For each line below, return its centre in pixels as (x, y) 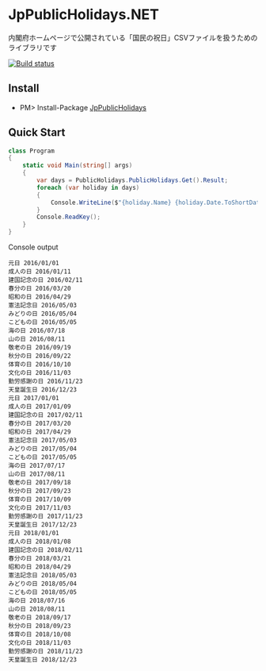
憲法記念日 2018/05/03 (43, 576)
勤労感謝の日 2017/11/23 (46, 517)
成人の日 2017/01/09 (40, 407)
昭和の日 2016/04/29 (40, 297)
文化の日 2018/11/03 (40, 643)
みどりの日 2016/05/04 (43, 314)
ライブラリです (32, 47)
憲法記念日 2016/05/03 (43, 306)
